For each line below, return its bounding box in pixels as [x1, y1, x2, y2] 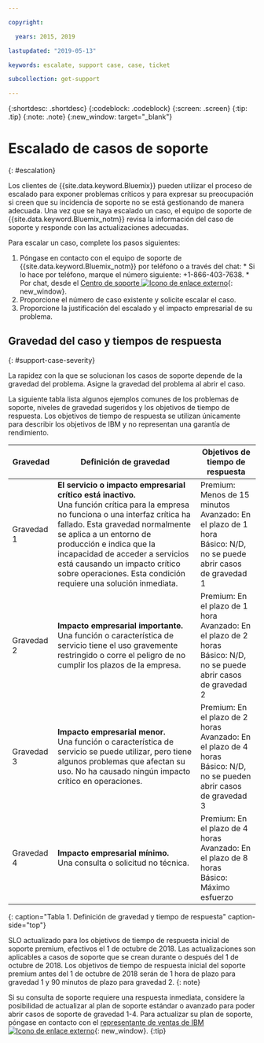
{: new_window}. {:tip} [93, 1026, 167, 1035]
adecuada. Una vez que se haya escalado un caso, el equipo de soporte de [8, 206, 252, 216]
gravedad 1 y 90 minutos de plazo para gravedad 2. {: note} [8, 977, 201, 986]
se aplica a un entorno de [57, 528, 152, 539]
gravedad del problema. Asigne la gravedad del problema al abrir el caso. [8, 379, 246, 388]
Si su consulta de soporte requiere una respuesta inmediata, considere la [8, 993, 245, 1002]
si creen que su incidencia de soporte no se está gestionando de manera [8, 198, 244, 207]
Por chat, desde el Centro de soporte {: [19, 279, 233, 288]
